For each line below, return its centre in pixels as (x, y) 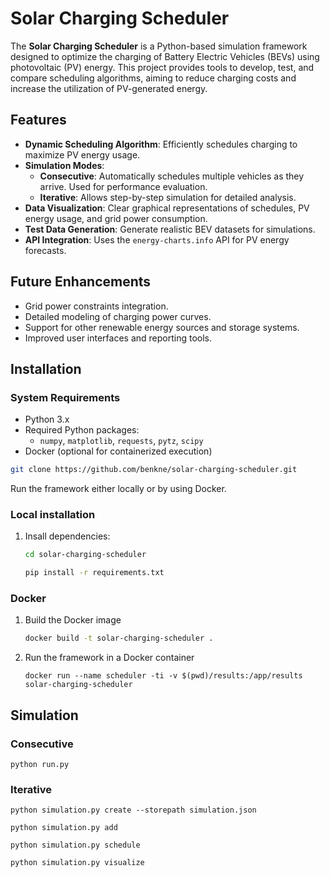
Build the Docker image (73, 620)
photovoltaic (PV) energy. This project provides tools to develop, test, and (162, 67)
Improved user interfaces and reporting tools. (118, 338)
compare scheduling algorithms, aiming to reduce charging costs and (153, 78)
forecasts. (45, 250)
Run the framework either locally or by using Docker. (118, 489)
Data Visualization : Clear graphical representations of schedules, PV (167, 208)
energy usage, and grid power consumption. (116, 218)
